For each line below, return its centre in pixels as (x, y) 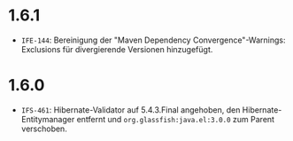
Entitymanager (48, 119)
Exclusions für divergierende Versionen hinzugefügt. (117, 49)
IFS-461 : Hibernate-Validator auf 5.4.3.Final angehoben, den (131, 110)
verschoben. (44, 129)
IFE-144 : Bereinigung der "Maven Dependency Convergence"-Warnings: (153, 40)
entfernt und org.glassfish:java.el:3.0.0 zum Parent (176, 119)
